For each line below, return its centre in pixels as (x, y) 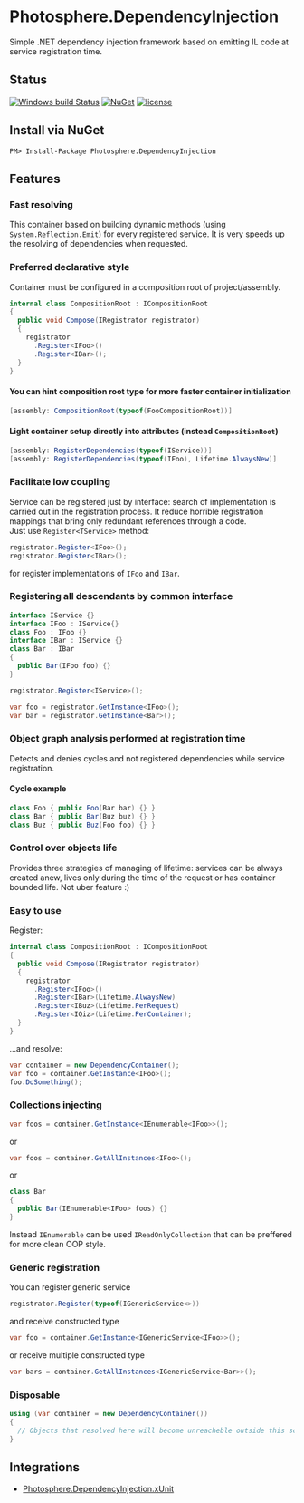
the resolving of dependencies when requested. (99, 244)
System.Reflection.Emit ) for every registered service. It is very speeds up (147, 234)
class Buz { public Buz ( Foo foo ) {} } (82, 825)
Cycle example (38, 789)
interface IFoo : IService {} (64, 624)
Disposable (35, 1395)
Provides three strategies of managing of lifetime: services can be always (146, 868)
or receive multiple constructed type (77, 1355)
